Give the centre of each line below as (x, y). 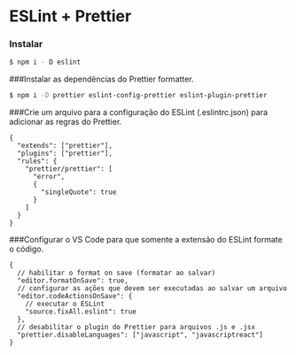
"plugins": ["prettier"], (65, 154)
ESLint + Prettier (70, 16)
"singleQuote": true (79, 192)
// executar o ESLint (65, 304)
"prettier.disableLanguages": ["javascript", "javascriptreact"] (140, 335)
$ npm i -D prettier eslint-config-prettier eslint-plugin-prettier (138, 96)
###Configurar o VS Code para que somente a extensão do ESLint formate (146, 240)
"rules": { (37, 161)
